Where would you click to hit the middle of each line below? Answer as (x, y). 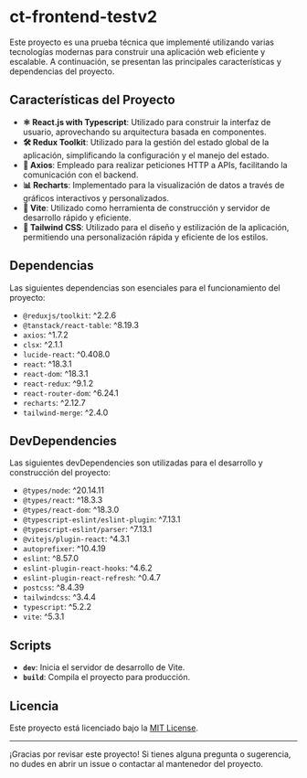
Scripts (31, 645)
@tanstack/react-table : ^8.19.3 (81, 325)
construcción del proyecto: (60, 473)
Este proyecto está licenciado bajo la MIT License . (104, 728)
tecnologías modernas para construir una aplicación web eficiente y (138, 51)
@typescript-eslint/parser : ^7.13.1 (87, 529)
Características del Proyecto (92, 100)
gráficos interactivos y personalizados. (95, 197)
